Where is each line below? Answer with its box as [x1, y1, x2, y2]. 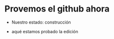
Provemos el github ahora [4, 3, 110, 14]
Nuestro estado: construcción [11, 19, 71, 25]
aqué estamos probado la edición [11, 28, 78, 34]
